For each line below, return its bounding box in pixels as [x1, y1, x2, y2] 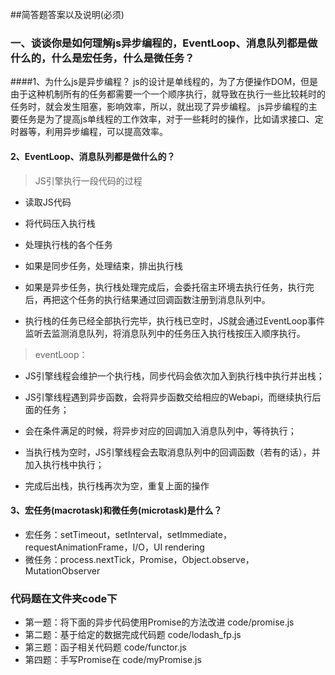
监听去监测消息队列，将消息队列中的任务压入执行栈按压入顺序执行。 [24, 327, 306, 339]
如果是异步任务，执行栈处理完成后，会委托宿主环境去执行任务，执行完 [24, 281, 315, 293]
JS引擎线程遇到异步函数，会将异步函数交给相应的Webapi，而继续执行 [24, 391, 313, 403]
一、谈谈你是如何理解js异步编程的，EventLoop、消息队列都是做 [10, 36, 318, 50]
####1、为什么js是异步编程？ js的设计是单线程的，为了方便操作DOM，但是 [10, 76, 319, 88]
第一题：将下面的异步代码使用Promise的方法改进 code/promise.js [24, 616, 295, 628]
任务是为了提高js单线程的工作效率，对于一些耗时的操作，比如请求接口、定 [18, 113, 324, 125]
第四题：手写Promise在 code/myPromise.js [24, 654, 202, 665]
